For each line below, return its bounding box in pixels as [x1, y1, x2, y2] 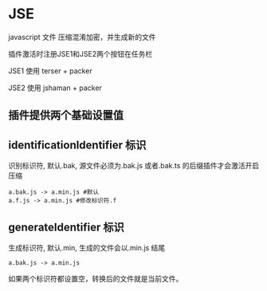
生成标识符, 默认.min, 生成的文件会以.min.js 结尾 [8, 242, 166, 252]
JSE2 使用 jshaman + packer [8, 83, 102, 92]
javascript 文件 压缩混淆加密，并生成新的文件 [8, 32, 156, 41]
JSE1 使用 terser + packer [8, 65, 93, 76]
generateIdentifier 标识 [8, 220, 125, 234]
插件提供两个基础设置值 [8, 108, 124, 122]
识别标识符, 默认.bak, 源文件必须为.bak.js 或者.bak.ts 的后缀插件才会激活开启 [8, 161, 260, 171]
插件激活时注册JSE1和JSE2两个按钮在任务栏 [8, 49, 153, 58]
